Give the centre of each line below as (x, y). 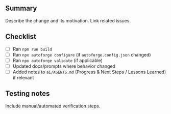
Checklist (21, 37)
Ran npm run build (32, 49)
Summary (21, 8)
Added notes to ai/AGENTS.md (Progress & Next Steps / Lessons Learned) (89, 72)
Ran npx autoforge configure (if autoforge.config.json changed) (82, 54)
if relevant (23, 77)
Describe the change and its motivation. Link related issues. (68, 20)
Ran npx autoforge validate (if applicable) (58, 60)
